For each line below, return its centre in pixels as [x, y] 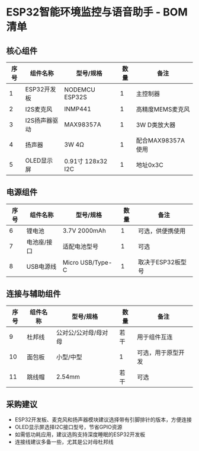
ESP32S [76, 97]
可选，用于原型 [158, 352]
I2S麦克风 [39, 109]
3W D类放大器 [156, 125]
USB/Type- [96, 262]
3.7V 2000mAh [84, 230]
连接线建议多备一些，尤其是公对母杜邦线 [64, 442]
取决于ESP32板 [160, 262]
